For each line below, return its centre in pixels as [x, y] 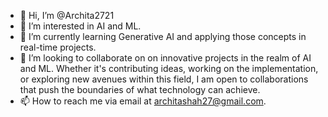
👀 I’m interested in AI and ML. [80, 26]
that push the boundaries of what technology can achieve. [140, 89]
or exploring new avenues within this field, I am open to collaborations [164, 79]
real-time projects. [58, 47]
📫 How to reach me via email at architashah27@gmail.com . [143, 101]
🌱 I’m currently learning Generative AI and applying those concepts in [163, 36]
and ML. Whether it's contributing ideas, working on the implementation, [169, 68]
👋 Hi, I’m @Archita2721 [67, 15]
